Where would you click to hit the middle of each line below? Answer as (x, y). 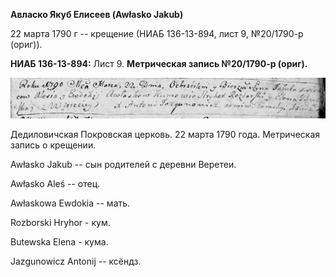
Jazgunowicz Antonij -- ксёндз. (76, 261)
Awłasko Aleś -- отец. (55, 183)
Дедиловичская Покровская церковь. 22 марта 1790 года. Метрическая (165, 134)
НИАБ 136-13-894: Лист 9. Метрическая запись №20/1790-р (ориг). (159, 63)
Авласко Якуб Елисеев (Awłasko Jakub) (97, 14)
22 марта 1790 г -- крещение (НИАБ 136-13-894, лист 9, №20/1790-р (157, 33)
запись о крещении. (53, 145)
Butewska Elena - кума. (59, 241)
